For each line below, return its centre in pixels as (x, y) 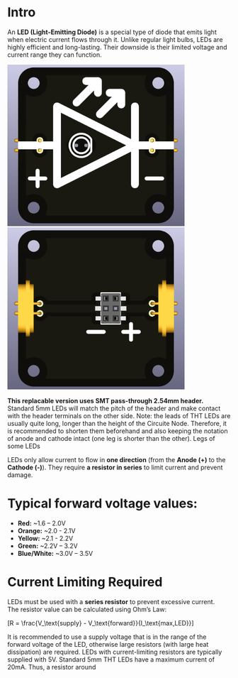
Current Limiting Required (85, 582)
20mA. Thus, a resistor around (52, 667)
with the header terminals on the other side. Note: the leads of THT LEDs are (119, 415)
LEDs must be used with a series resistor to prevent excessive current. (111, 601)
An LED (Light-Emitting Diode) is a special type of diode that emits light (112, 32)
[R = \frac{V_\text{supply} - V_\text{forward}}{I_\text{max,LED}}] (101, 623)
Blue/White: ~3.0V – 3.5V (55, 553)
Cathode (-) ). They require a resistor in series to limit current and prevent (115, 467)
